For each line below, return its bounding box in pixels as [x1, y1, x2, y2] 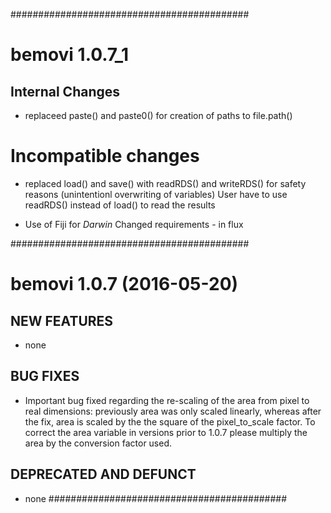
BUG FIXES [10, 368, 80, 385]
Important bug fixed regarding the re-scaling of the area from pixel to [24, 394, 310, 406]
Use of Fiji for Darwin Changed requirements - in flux [24, 218, 244, 230]
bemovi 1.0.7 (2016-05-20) [10, 273, 239, 296]
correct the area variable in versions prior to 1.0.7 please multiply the [24, 426, 308, 438]
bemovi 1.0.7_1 [10, 44, 130, 66]
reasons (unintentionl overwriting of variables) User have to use [24, 188, 288, 200]
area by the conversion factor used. [24, 437, 173, 449]
